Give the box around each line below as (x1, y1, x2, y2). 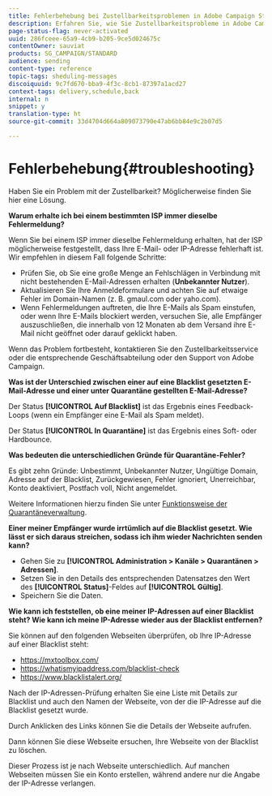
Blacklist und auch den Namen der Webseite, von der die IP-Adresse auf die (8, 696, 261, 706)
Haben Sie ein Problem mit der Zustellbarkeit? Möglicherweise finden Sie (8, 186, 252, 196)
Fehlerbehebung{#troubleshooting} (8, 160, 255, 179)
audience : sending (8, 58, 70, 66)
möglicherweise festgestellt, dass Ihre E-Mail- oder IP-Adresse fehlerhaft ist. (8, 243, 264, 253)
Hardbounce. (8, 434, 53, 444)
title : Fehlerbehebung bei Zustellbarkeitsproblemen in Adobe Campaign (8, 11, 255, 20)
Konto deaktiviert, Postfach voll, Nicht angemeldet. (8, 483, 178, 493)
